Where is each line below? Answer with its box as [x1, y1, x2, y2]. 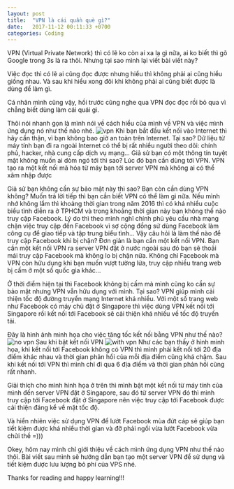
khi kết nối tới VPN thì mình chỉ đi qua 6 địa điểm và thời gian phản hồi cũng [7, 360, 225, 369]
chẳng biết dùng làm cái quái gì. [7, 105, 100, 114]
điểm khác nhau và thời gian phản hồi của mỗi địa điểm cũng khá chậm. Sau [7, 353, 227, 361]
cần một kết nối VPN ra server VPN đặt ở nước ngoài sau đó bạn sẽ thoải [7, 244, 217, 252]
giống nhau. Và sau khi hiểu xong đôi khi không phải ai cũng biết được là [7, 78, 215, 86]
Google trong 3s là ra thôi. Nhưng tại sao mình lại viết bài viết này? [7, 57, 198, 65]
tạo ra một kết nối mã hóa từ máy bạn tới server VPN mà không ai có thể [7, 163, 215, 172]
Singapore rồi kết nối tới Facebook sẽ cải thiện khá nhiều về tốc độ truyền [7, 309, 219, 318]
